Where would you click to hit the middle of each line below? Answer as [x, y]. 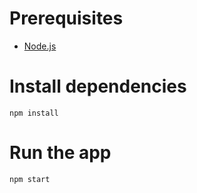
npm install [34, 113]
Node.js [40, 46]
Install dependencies [98, 86]
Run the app [60, 153]
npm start [30, 179]
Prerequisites [66, 18]
